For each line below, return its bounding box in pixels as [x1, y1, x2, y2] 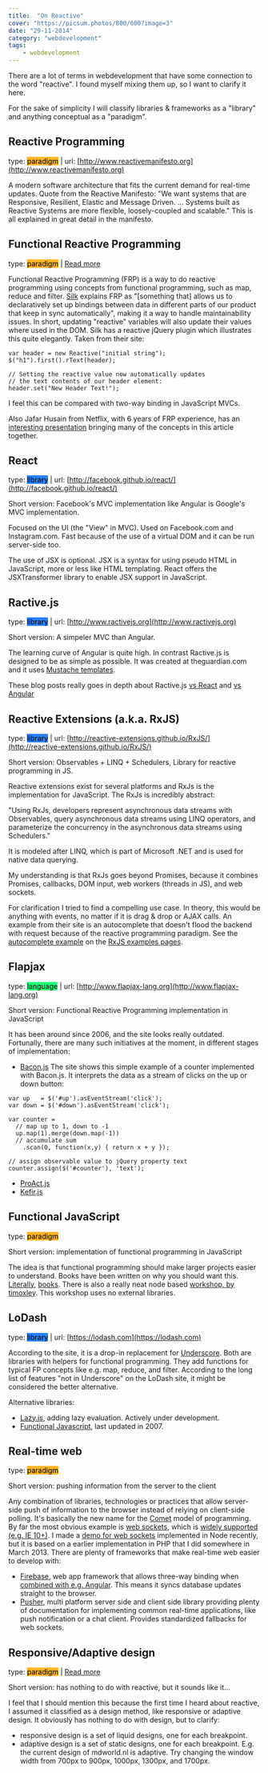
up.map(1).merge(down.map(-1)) [15, 1129, 120, 1137]
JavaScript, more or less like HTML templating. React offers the [8, 564, 218, 574]
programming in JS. [8, 766, 74, 776]
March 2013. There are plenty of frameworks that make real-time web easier [8, 1547, 260, 1557]
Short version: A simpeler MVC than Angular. [8, 633, 156, 642]
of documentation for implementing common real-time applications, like [19, 1606, 256, 1615]
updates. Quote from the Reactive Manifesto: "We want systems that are [8, 189, 246, 198]
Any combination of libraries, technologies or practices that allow [8, 1497, 223, 1507]
